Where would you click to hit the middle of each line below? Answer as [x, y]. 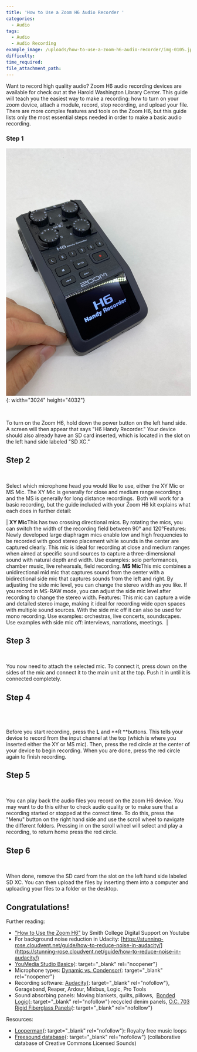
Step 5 [18, 775]
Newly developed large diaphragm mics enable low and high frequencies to [97, 535]
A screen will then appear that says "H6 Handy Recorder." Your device [91, 429]
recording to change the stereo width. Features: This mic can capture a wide [98, 597]
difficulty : [21, 56]
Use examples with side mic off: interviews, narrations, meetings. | [87, 622]
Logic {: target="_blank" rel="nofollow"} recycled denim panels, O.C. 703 [102, 1002]
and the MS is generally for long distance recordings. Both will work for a [95, 498]
